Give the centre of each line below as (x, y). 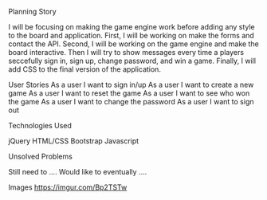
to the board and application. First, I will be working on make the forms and (132, 35)
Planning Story (33, 12)
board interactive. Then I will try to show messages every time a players (126, 52)
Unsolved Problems (41, 156)
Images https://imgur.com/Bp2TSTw (68, 187)
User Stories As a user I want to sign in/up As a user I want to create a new (131, 84)
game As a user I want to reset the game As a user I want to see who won (129, 93)
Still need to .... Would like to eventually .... (78, 172)
